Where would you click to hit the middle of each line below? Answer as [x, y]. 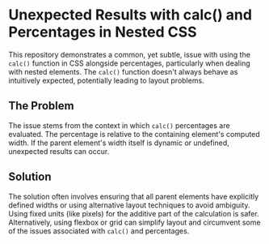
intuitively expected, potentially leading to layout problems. [106, 80]
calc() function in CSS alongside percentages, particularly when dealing [129, 63]
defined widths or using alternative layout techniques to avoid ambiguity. [129, 205]
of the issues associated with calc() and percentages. [99, 231]
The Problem [41, 106]
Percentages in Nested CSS [103, 32]
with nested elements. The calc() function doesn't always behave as [123, 71]
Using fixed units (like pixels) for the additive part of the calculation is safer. [134, 213]
